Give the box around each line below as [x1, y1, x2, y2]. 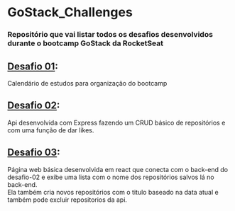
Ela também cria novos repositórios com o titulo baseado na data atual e [7, 188, 219, 196]
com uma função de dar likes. [7, 125, 94, 135]
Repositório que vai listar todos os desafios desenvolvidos [7, 30, 213, 40]
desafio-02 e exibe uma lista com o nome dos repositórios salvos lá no [7, 173, 214, 181]
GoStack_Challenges [7, 4, 133, 21]
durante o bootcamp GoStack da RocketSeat [7, 38, 164, 48]
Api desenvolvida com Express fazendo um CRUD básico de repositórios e [7, 118, 226, 127]
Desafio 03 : [7, 147, 60, 159]
